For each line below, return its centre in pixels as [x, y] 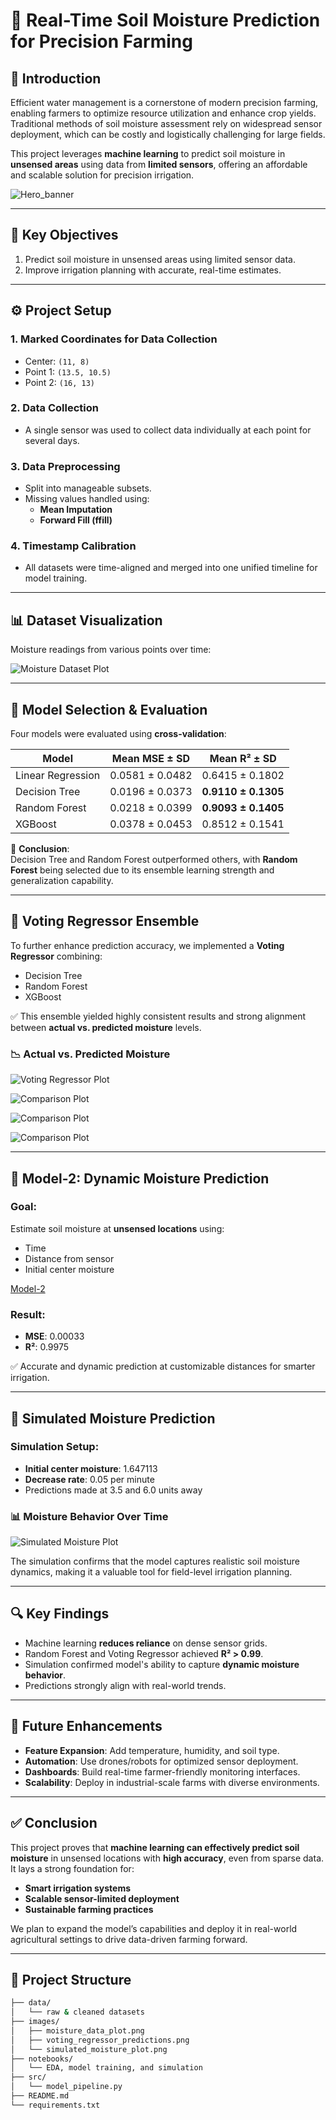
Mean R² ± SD [243, 759]
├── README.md [40, 2096]
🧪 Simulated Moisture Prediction [113, 1418]
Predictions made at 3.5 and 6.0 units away [113, 1490]
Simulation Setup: [55, 1447]
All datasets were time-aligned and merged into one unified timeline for [171, 568]
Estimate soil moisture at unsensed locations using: [117, 1228]
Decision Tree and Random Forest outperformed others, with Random [154, 860]
